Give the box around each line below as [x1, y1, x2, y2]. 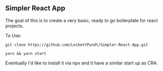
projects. [5, 23, 24, 29]
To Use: [5, 32, 22, 38]
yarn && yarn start [5, 51, 47, 56]
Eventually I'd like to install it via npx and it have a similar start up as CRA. [5, 60, 158, 66]
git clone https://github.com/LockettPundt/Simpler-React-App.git [5, 42, 148, 47]
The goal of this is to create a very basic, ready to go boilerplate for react [5, 17, 158, 23]
